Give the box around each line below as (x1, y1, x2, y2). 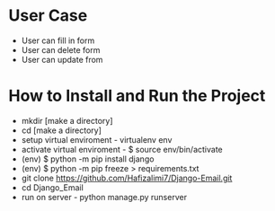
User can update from (21, 54, 103, 65)
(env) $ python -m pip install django (21, 154, 155, 164)
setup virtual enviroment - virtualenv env (21, 134, 173, 145)
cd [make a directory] (21, 125, 102, 136)
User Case (8, 5, 88, 26)
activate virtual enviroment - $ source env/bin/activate (21, 144, 223, 154)
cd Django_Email (21, 181, 84, 193)
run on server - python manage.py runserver (21, 191, 188, 202)
